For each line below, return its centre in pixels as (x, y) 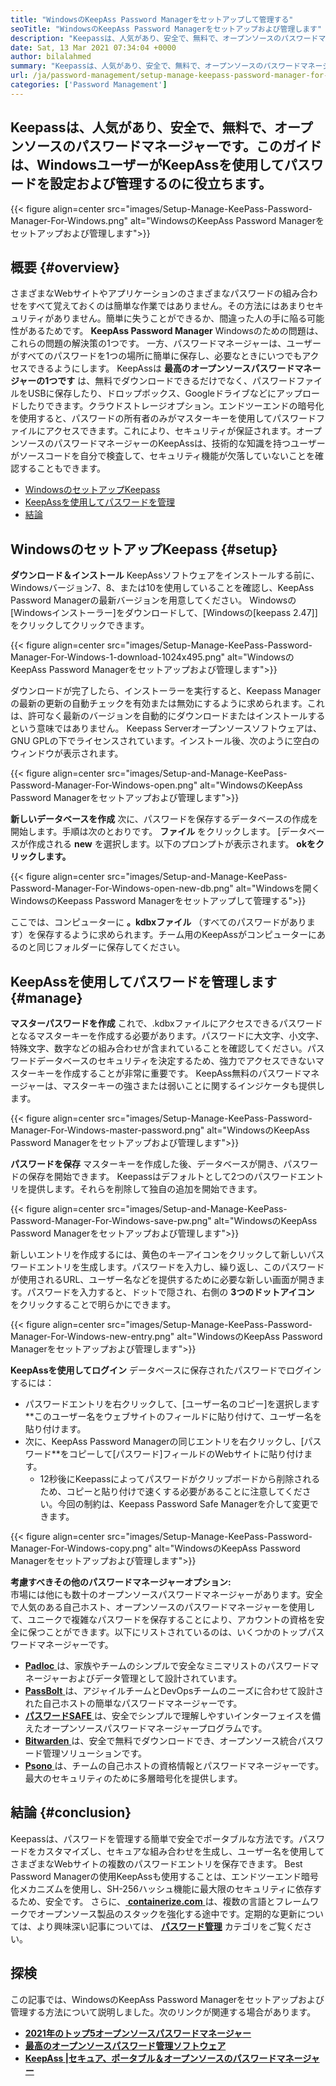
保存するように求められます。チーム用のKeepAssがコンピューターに (176, 935)
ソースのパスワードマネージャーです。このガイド (173, 146)
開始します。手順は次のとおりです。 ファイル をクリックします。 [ (146, 832)
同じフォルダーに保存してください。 (111, 947)
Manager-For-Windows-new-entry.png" (92, 1336)
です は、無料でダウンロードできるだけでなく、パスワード (177, 381)
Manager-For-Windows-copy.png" (81, 1548)
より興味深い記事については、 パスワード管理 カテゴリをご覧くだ (170, 1926)
